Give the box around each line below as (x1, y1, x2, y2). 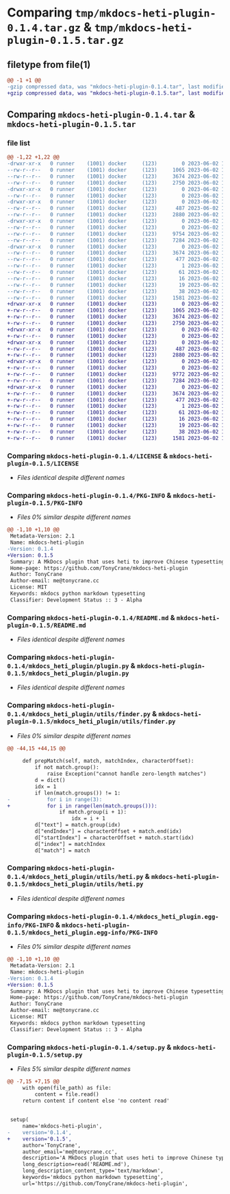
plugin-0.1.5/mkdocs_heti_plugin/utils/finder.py (7, 717, 176, 726)
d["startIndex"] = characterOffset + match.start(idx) (34, 834, 194, 841)
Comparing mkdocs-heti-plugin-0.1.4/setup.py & (7, 1042, 172, 1052)
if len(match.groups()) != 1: (34, 790, 121, 796)
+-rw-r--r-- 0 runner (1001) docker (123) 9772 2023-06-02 (7, 371, 219, 378)
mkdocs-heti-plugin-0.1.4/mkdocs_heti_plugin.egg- (47, 912, 219, 921)
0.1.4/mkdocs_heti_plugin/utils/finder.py (7, 711, 151, 718)
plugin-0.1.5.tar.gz (7, 34, 125, 47)
